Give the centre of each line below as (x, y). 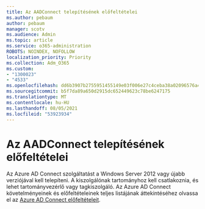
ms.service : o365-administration (49, 46)
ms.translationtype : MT (37, 97)
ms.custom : (20, 69)
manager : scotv (26, 29)
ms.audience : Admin (31, 35)
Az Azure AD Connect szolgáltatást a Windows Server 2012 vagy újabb (95, 174)
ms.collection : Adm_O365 (38, 63)
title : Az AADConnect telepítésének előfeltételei (72, 12)
